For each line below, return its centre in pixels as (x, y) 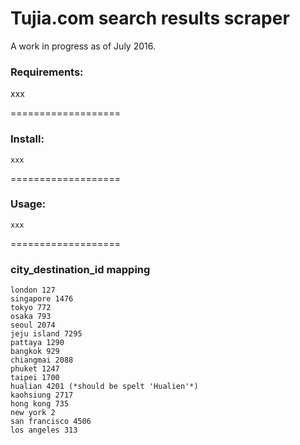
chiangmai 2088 (42, 360)
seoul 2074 (33, 325)
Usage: (28, 204)
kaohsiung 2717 (42, 395)
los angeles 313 (44, 430)
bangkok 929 (35, 352)
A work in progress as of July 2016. (83, 46)
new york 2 (33, 413)
